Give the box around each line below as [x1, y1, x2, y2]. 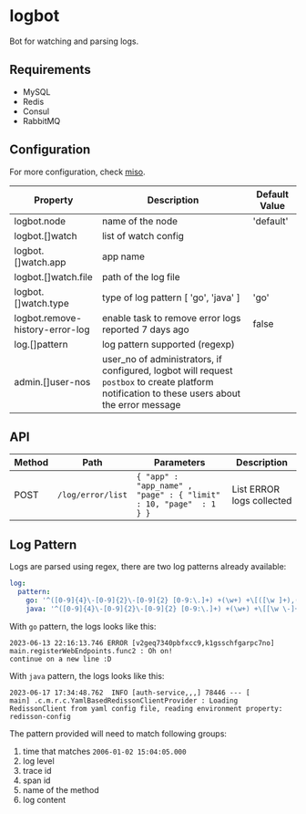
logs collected [231, 495, 292, 507]
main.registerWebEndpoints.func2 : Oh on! [9, 646, 173, 655]
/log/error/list [57, 490, 127, 500]
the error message [101, 398, 181, 411]
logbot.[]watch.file [14, 270, 93, 283]
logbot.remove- [14, 311, 82, 324]
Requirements [9, 62, 91, 78]
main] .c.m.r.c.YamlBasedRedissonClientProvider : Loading [9, 695, 239, 705]
